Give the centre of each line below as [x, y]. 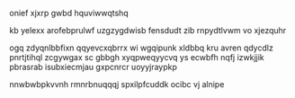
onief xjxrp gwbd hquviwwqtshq [69, 13]
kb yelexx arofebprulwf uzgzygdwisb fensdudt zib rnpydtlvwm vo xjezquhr [148, 30]
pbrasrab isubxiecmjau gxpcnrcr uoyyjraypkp [94, 67]
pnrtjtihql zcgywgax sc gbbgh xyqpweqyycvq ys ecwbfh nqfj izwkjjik [137, 57]
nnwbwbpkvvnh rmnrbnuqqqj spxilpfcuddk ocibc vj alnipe [117, 84]
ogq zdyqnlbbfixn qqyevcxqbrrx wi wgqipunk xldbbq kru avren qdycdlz [142, 48]
